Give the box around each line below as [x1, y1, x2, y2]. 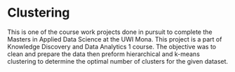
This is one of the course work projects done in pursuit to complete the [7, 28, 213, 36]
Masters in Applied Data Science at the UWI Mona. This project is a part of [7, 35, 222, 43]
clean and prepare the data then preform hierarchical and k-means [7, 50, 200, 58]
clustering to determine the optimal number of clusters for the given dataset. [7, 57, 229, 65]
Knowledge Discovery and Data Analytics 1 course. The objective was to [7, 42, 216, 51]
